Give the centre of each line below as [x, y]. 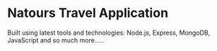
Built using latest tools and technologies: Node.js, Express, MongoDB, [109, 33]
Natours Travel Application [88, 13]
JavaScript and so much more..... [55, 40]
